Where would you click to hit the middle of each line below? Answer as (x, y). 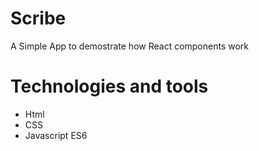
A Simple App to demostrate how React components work (130, 46)
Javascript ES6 (56, 135)
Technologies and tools (109, 86)
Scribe (38, 18)
